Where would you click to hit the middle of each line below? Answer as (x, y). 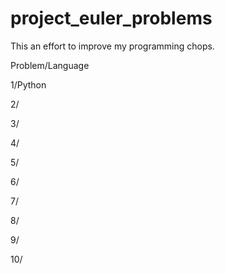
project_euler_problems (111, 18)
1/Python (28, 84)
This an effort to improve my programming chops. (112, 46)
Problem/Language (50, 65)
